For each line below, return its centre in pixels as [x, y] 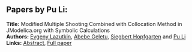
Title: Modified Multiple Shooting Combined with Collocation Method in [94, 24]
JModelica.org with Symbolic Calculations [58, 30]
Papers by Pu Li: [37, 10]
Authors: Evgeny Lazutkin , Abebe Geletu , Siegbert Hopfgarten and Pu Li [96, 36]
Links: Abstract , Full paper [39, 43]
